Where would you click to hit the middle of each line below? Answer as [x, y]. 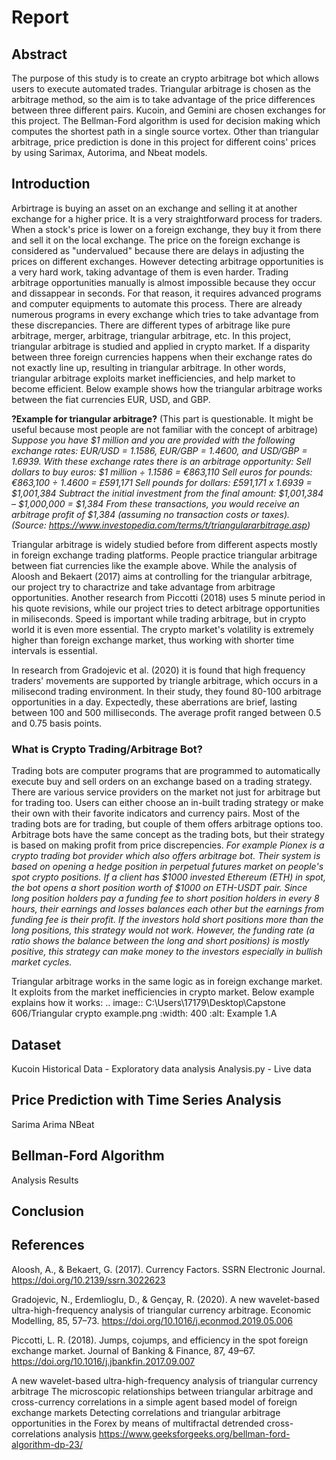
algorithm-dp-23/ [47, 1444]
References [48, 1245]
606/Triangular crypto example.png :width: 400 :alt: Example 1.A [144, 1013]
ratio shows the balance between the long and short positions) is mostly [160, 941]
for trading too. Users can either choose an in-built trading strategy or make [167, 803]
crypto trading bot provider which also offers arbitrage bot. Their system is [166, 856]
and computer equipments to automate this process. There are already [157, 303]
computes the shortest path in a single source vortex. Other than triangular [165, 131]
